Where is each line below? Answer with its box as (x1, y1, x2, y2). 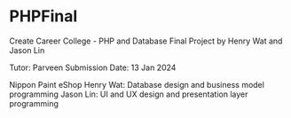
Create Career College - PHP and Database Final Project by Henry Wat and (9, 35, 283, 46)
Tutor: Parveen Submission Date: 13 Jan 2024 (9, 62, 177, 73)
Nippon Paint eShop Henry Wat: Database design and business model (9, 79, 264, 90)
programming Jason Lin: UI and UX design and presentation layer (9, 89, 248, 99)
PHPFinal (9, 6, 78, 27)
